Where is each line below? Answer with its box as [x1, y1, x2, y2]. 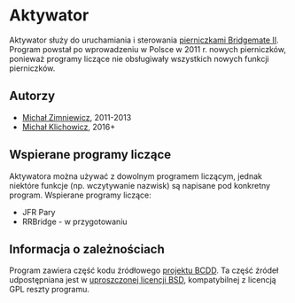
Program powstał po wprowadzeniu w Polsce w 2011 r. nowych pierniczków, [9, 43, 286, 54]
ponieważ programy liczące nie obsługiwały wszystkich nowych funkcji [9, 53, 269, 64]
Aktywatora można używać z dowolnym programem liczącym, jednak [9, 170, 263, 182]
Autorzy [9, 89, 56, 104]
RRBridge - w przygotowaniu [21, 216, 128, 227]
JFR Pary [21, 206, 56, 217]
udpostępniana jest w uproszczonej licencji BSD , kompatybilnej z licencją [9, 275, 276, 285]
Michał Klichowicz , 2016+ [21, 121, 116, 132]
